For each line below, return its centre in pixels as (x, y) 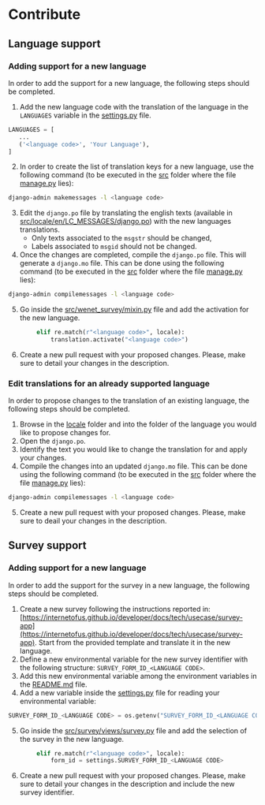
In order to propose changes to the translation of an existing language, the (129, 401)
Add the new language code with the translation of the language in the (134, 106)
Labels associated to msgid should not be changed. (114, 247)
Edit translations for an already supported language (109, 383)
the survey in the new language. (72, 739)
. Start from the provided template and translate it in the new (132, 642)
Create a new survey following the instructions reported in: (115, 609)
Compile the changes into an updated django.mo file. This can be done (134, 466)
